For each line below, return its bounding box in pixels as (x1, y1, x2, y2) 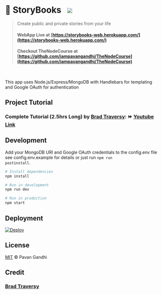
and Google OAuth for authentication (5, 84, 79, 90)
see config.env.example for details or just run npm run (5, 154, 113, 160)
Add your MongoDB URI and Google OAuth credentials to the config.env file (5, 149, 158, 155)
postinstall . (5, 159, 31, 165)
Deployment (5, 214, 43, 222)
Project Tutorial (5, 98, 53, 107)
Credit (5, 269, 24, 277)
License (5, 241, 30, 249)
